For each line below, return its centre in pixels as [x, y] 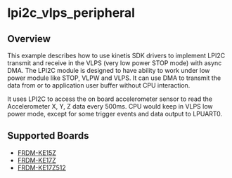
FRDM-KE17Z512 [42, 167]
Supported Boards [48, 136]
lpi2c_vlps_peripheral [71, 13]
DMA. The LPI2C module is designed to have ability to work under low [109, 70]
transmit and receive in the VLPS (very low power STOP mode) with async [115, 63]
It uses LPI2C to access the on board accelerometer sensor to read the [110, 99]
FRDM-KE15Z [37, 153]
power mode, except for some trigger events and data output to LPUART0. [115, 114]
